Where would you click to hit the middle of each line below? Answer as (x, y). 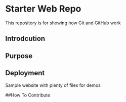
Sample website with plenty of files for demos (53, 85)
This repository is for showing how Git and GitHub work (63, 23)
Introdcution (25, 39)
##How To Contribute (28, 95)
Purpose (19, 56)
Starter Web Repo (43, 9)
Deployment (25, 73)
